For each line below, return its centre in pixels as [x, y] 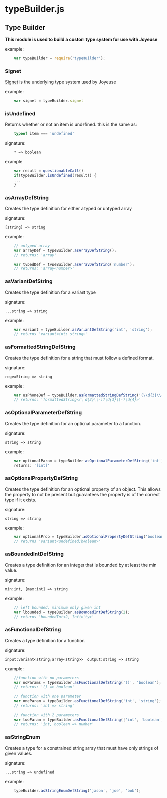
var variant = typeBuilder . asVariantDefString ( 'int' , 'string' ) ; [83, 330]
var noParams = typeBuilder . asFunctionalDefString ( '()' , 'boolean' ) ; [88, 682]
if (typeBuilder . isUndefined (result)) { [55, 176]
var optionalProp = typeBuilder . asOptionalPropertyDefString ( [80, 537]
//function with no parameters [46, 678]
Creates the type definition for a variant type [50, 292]
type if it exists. [21, 500]
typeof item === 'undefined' [44, 134]
